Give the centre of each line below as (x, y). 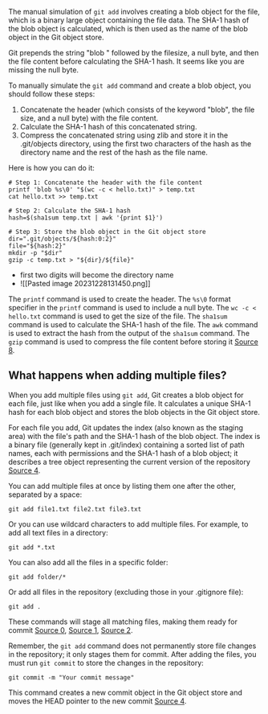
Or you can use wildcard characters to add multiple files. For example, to (128, 524)
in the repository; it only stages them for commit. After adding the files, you (132, 654)
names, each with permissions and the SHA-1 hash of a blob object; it (123, 453)
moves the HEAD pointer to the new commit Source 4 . (97, 701)
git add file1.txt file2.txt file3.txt (75, 509)
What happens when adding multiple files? (118, 376)
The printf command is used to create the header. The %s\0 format (120, 299)
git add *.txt (32, 547)
